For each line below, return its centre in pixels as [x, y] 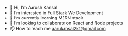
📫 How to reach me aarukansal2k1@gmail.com [58, 28]
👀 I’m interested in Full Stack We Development [56, 13]
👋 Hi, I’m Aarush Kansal [33, 8]
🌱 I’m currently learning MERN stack [46, 18]
